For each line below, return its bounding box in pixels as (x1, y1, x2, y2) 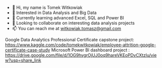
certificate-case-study (5, 47, 50, 53)
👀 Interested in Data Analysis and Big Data (12, 10, 97, 16)
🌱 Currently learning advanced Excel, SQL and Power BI (12, 15, 124, 20)
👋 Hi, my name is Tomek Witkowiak (12, 5, 83, 10)
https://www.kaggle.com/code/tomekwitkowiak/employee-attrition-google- (5, 42, 157, 48)
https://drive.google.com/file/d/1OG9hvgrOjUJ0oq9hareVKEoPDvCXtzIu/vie (5, 52, 157, 58)
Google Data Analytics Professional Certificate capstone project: (5, 37, 134, 42)
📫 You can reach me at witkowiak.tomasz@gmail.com (12, 26, 122, 31)
